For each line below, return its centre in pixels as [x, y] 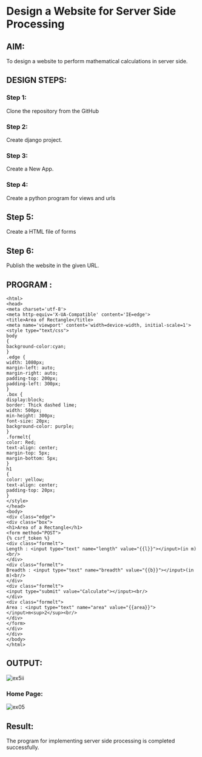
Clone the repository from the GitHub [52, 111]
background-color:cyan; [36, 347]
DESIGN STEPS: [37, 80]
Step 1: [16, 97]
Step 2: [17, 127]
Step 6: [20, 251]
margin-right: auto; [32, 373]
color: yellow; [25, 480]
